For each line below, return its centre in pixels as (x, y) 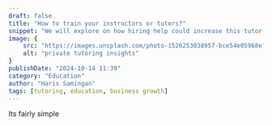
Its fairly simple (34, 114)
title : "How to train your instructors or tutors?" (97, 23)
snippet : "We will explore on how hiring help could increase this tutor (136, 31)
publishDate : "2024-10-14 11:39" (65, 69)
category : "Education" (47, 76)
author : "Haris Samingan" (52, 83)
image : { (23, 38)
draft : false (30, 16)
